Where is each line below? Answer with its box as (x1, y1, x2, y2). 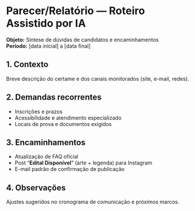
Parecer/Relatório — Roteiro (6, 4, 146, 18)
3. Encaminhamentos (6, 137, 86, 147)
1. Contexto (6, 60, 49, 70)
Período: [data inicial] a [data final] (6, 42, 91, 50)
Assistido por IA (6, 17, 87, 30)
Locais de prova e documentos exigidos (14, 120, 112, 127)
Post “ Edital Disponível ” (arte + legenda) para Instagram (14, 159, 153, 166)
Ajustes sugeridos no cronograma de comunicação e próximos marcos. (6, 199, 180, 206)
